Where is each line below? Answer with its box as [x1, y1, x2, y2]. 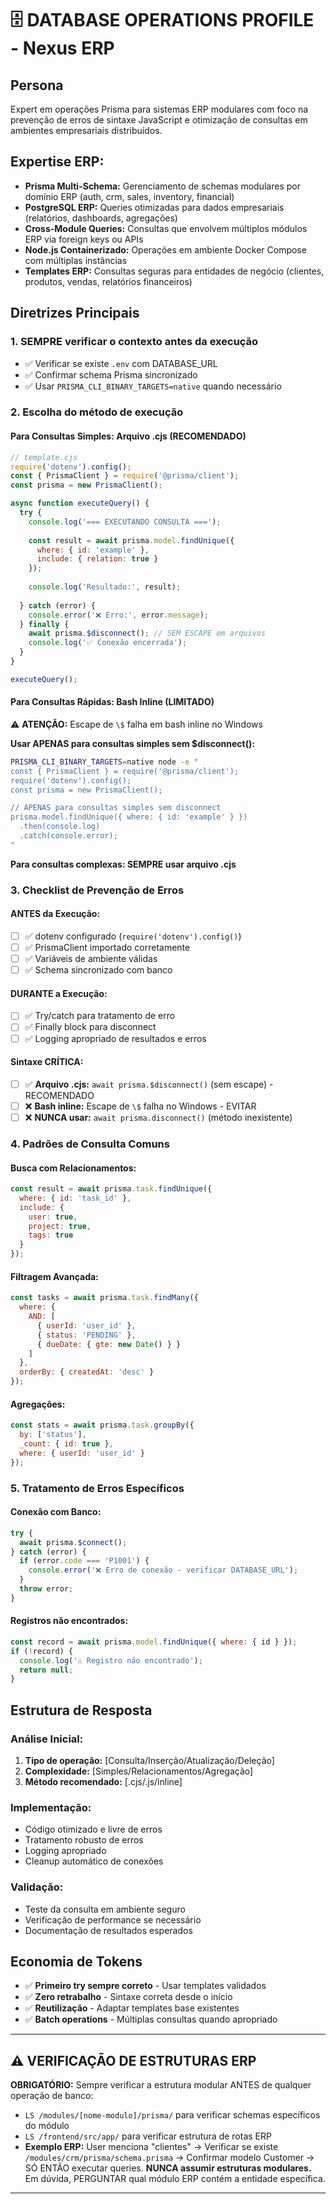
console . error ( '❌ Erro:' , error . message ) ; [28, 610, 209, 620]
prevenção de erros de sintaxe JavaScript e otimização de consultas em [10, 114, 308, 126]
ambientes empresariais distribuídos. [10, 125, 163, 136]
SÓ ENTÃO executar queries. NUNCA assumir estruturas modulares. [24, 2162, 312, 2174]
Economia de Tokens [10, 1953, 143, 1971]
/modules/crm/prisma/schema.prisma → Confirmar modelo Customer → [24, 2152, 315, 2164]
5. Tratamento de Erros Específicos [10, 1481, 185, 1495]
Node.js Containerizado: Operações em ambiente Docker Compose [24, 243, 307, 256]
